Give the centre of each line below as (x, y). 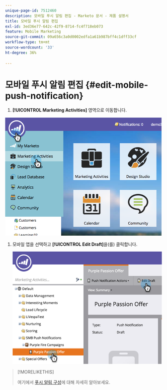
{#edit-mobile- (117, 85)
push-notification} (44, 96)
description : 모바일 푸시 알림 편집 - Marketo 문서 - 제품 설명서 (67, 16)
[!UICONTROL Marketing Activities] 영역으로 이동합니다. (70, 110)
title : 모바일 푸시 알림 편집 (32, 21)
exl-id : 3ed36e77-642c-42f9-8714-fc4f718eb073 (54, 26)
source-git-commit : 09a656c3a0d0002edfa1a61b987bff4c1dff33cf (71, 37)
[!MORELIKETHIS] (36, 372)
